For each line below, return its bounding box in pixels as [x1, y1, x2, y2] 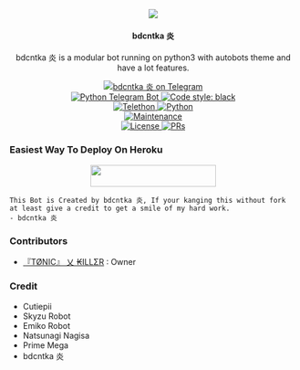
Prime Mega [22, 339, 69, 351]
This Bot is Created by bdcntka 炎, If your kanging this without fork [9, 196, 286, 205]
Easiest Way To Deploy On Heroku [9, 143, 163, 156]
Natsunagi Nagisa [22, 330, 90, 341]
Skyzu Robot [22, 311, 71, 322]
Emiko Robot [22, 320, 71, 331]
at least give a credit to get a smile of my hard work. [9, 204, 231, 213]
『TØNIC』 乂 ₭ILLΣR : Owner [22, 257, 137, 268]
